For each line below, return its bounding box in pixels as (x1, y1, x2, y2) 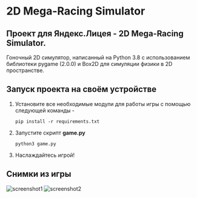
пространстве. (6, 67, 44, 74)
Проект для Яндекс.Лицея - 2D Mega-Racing (6, 28, 184, 39)
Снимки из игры (6, 169, 72, 179)
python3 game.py (15, 140, 56, 147)
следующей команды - (15, 107, 75, 114)
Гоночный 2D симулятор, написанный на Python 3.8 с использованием (6, 54, 190, 61)
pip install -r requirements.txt (15, 118, 100, 125)
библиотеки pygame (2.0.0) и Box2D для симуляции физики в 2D (6, 61, 173, 67)
